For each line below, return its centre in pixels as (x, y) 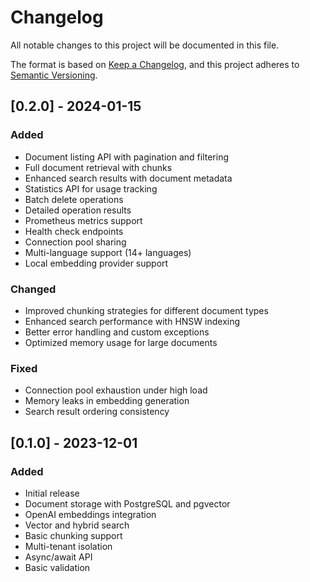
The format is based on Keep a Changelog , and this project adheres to (155, 64)
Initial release (52, 493)
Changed (33, 289)
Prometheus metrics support (83, 220)
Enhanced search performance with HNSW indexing (132, 321)
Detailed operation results (78, 210)
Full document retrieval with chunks (98, 167)
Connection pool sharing (75, 242)
